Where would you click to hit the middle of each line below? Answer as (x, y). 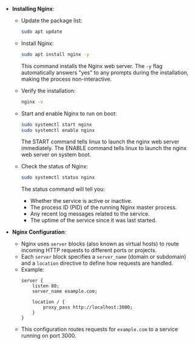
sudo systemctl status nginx (58, 178)
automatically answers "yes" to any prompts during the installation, (105, 72)
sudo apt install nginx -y (55, 54)
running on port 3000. (49, 336)
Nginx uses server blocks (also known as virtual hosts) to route (100, 244)
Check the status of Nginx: (54, 166)
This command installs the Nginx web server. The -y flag (92, 66)
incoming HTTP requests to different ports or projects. (89, 250)
